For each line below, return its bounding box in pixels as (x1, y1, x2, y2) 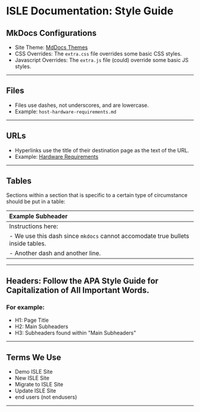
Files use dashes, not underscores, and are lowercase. (14, 102, 149, 109)
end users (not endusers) (14, 393, 77, 401)
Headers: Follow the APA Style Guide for (6, 276, 159, 286)
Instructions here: (9, 222, 58, 230)
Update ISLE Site (14, 387, 57, 394)
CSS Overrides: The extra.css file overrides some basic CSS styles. (14, 50, 182, 57)
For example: (6, 303, 45, 311)
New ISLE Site (14, 374, 49, 382)
